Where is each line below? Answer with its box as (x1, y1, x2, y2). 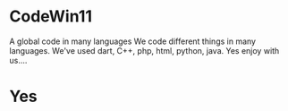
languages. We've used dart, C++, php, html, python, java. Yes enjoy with (9, 45, 280, 55)
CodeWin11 (9, 6, 92, 27)
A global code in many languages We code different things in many (9, 36, 257, 47)
